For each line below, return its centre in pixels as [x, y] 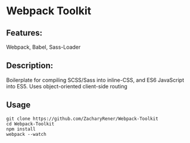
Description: [30, 66]
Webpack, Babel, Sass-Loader [43, 47]
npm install [21, 129]
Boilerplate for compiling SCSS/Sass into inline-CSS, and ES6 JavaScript [95, 80]
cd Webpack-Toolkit [30, 124]
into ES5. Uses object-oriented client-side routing [67, 86]
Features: [24, 33]
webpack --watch [26, 134]
